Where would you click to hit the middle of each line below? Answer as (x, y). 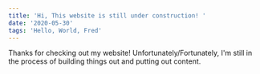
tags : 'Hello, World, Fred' (55, 30)
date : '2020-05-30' (41, 23)
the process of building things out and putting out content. (105, 61)
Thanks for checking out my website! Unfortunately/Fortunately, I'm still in (130, 53)
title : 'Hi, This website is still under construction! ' (107, 16)
